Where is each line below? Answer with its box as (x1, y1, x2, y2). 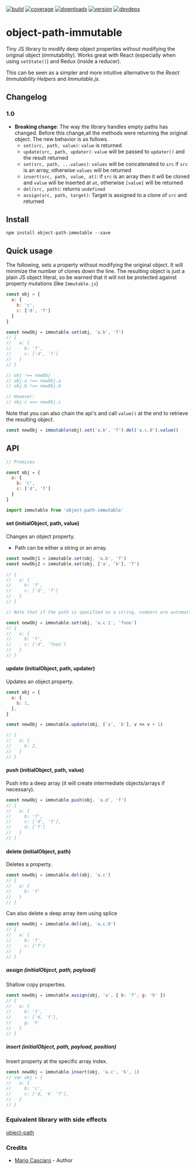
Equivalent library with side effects (6, 1116, 107, 1124)
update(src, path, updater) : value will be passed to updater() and (23, 148, 185, 155)
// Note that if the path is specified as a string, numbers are (6, 609, 168, 615)
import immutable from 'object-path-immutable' (6, 507, 124, 513)
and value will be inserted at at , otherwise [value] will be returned (23, 179, 183, 186)
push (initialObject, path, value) (6, 767, 85, 774)
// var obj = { (6, 1075, 43, 1081)
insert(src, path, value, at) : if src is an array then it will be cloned (23, 173, 190, 180)
